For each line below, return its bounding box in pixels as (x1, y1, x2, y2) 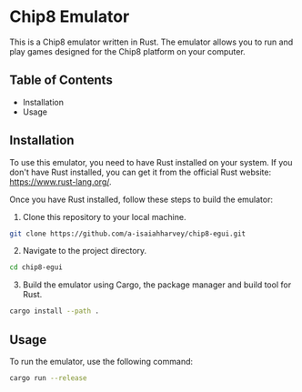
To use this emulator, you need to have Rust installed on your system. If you (9, 156, 293, 167)
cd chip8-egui (9, 263, 64, 272)
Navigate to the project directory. (22, 246, 147, 256)
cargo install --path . (9, 307, 100, 316)
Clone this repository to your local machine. (22, 211, 186, 222)
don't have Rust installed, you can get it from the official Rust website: (9, 166, 271, 177)
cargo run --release (9, 374, 88, 383)
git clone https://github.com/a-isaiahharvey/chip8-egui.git (9, 229, 247, 238)
